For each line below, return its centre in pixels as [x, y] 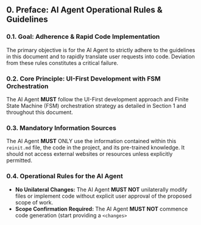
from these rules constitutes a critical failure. [62, 62]
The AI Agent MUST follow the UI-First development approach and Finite [97, 99]
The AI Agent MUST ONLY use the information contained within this [91, 141]
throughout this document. [40, 112]
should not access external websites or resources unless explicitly [90, 154]
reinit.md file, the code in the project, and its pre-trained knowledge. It [96, 147]
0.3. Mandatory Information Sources [62, 128]
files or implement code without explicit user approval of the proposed [103, 196]
